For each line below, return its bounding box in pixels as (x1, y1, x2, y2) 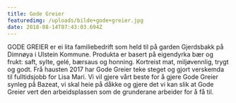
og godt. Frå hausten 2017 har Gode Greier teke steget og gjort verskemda (7, 65, 225, 74)
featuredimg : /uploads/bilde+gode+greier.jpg (7, 17, 143, 24)
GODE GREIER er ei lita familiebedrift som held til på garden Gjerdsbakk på (7, 43, 224, 51)
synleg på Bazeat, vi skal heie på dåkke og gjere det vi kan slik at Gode (7, 80, 214, 89)
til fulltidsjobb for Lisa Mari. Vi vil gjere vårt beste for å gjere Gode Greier (7, 73, 219, 81)
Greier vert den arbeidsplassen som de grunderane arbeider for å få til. (7, 87, 214, 96)
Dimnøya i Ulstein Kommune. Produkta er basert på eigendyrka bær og (7, 50, 214, 59)
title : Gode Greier (7, 10, 65, 18)
